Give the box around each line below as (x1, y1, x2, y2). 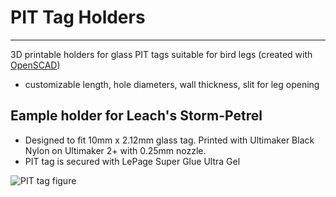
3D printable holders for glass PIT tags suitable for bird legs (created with (10, 48, 313, 60)
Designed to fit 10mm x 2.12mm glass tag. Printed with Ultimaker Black (24, 134, 315, 146)
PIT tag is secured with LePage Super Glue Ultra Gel (24, 155, 241, 167)
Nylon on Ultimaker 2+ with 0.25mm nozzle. (24, 144, 207, 156)
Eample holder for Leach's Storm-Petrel (10, 107, 263, 125)
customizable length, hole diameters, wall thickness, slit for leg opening (24, 78, 320, 90)
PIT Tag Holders (10, 6, 146, 29)
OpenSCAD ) (10, 59, 61, 71)
